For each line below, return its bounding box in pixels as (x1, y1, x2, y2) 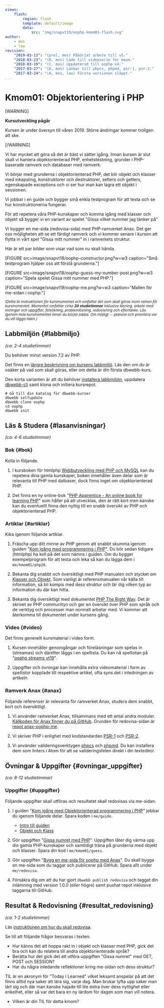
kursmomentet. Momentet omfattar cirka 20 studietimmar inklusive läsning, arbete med (5, 303, 154, 309)
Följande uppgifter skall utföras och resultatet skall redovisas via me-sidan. (5, 798, 156, 804)
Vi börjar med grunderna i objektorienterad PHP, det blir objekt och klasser (5, 171, 156, 177)
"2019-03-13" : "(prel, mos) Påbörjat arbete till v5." (14, 52, 128, 58)
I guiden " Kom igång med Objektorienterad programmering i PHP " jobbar (12, 808, 160, 814)
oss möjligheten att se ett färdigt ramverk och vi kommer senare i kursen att (5, 231, 158, 237)
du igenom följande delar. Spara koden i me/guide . (12, 813, 113, 818)
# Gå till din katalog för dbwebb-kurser (5, 391, 91, 396)
